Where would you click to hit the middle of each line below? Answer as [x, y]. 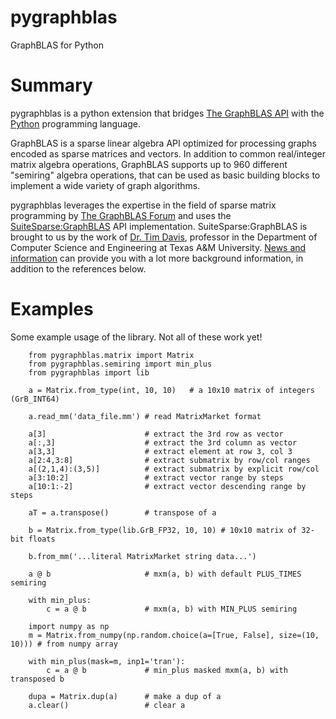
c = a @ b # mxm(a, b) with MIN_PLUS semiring [172, 609]
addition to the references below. [78, 268]
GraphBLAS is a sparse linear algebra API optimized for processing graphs [163, 143]
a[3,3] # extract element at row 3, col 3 [160, 451]
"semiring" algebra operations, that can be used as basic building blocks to [165, 175]
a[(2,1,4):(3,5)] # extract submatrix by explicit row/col [174, 469]
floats [42, 539]
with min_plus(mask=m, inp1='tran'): [107, 661]
